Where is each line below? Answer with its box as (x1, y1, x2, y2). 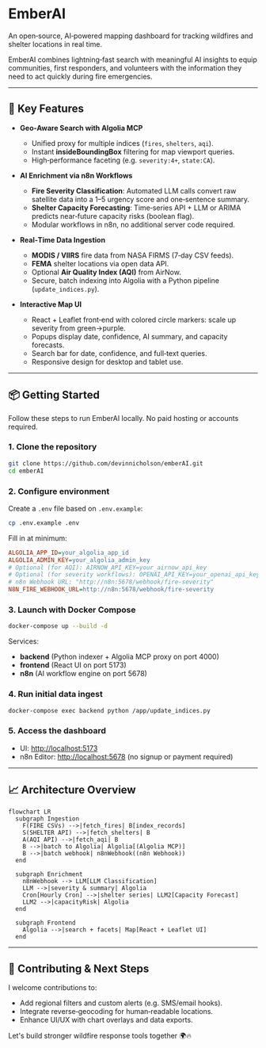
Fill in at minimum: (8, 533, 67, 543)
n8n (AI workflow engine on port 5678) (19, 669, 148, 679)
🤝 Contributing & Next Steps (8, 962, 150, 975)
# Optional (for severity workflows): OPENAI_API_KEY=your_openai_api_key (8, 571, 260, 579)
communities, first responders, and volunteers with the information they (8, 63, 242, 72)
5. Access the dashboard (8, 725, 107, 736)
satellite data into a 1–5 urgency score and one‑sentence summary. (31, 194, 250, 204)
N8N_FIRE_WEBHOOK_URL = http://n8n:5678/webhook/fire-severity (8, 586, 215, 594)
